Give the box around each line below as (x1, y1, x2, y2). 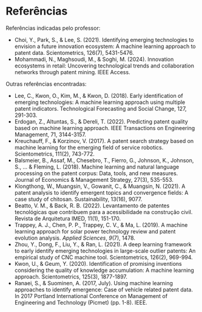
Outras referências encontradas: (5, 80, 87, 88)
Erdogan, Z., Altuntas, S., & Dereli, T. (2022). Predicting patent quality (14, 117, 189, 125)
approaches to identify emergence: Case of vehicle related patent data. (14, 286, 194, 293)
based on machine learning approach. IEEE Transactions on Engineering (14, 124, 195, 131)
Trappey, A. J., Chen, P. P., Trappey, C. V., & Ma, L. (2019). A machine (14, 221, 188, 229)
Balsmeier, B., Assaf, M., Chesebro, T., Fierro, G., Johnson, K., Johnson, (14, 156, 194, 164)
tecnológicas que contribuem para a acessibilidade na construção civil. (14, 208, 193, 215)
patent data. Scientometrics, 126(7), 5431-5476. (14, 49, 134, 56)
